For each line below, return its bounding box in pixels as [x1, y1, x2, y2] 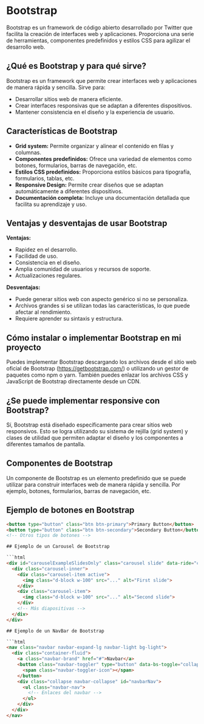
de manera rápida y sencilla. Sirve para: [6, 83, 106, 91]
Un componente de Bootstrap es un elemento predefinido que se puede [6, 474, 186, 481]
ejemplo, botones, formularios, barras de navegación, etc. [6, 487, 151, 494]
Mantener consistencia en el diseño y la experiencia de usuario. [15, 108, 175, 116]
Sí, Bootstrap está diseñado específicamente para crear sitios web [6, 421, 172, 428]
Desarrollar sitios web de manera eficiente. [15, 95, 123, 102]
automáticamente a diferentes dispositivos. [15, 187, 123, 195]
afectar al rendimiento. [15, 308, 72, 316]
